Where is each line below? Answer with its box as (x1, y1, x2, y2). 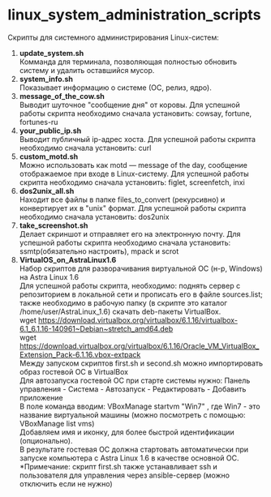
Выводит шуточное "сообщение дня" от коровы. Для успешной (19, 100, 240, 109)
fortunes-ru (19, 117, 58, 126)
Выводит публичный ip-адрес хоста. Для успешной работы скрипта (19, 134, 256, 144)
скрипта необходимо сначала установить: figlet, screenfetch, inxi (19, 177, 245, 187)
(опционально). (19, 435, 73, 445)
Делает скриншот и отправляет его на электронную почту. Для (19, 229, 241, 238)
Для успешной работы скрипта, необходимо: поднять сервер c (19, 281, 241, 290)
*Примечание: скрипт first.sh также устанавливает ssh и (19, 461, 218, 471)
